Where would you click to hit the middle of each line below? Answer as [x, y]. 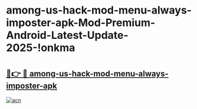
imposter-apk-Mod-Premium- [81, 23]
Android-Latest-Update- [67, 35]
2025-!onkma [41, 48]
